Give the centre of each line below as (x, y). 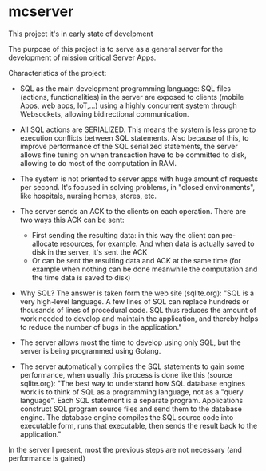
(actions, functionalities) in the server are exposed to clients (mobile (132, 97)
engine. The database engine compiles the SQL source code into (127, 417)
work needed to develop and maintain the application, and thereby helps (139, 319)
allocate (45, 243)
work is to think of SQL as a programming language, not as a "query (131, 392)
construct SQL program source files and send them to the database (131, 409)
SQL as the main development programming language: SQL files (125, 88)
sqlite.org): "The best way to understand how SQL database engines (133, 383)
